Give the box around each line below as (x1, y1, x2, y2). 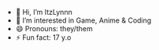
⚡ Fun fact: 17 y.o (15, 33, 72, 42)
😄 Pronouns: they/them (15, 24, 93, 33)
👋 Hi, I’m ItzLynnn (15, 8, 72, 16)
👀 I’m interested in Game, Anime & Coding (15, 16, 152, 25)
